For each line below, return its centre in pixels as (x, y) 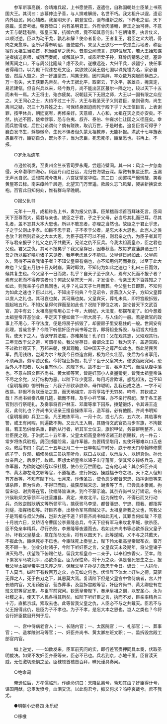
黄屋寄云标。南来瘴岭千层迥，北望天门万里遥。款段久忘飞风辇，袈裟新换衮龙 (83, 184)
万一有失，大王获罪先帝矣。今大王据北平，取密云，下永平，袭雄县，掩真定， (83, 82)
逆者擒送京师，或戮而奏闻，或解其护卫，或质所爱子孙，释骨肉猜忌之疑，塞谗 (83, 57)
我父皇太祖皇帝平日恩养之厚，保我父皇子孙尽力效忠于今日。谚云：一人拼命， (83, 566)
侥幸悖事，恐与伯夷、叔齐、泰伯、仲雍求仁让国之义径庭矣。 (96, 119)
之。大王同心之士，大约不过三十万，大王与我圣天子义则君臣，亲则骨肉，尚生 (83, 101)
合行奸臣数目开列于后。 (29, 616)
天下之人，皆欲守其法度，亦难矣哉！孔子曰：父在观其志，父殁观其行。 (90, 336)
